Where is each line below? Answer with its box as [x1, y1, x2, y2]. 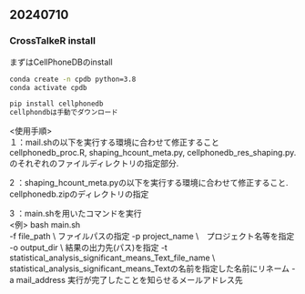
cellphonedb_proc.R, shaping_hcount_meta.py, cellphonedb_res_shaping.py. [9, 147, 297, 158]
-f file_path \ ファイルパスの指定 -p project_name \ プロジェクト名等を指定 [9, 231, 295, 242]
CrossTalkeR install [9, 35, 96, 47]
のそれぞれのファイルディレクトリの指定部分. [9, 158, 179, 169]
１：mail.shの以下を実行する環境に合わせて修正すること [9, 137, 220, 148]
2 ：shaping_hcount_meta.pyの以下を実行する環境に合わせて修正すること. [9, 177, 289, 188]
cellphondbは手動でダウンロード [9, 108, 118, 117]
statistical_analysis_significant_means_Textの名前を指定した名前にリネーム [9, 263, 290, 274]
